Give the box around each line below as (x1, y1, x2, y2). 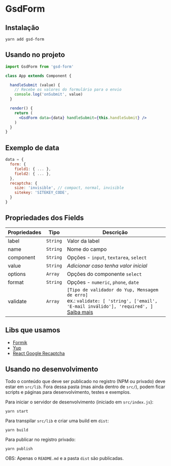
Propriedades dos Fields (5, 214, 84, 222)
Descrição (102, 228, 128, 236)
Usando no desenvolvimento (5, 365, 98, 373)
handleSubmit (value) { (10, 82, 60, 88)
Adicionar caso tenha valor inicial (67, 262, 148, 269)
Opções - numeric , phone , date (67, 278, 139, 285)
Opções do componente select (67, 270, 142, 277)
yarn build (5, 428, 28, 433)
